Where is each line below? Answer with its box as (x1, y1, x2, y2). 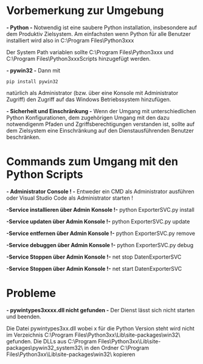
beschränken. (6, 133, 41, 141)
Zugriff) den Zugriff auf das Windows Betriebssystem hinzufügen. (6, 96, 171, 103)
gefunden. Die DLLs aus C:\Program (6, 337, 97, 345)
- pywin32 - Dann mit (6, 66, 61, 74)
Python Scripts (6, 168, 83, 181)
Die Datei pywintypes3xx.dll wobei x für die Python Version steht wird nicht (6, 324, 194, 332)
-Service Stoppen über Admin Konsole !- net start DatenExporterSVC (6, 265, 182, 272)
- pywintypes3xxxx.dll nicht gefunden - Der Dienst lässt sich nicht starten (6, 306, 195, 313)
